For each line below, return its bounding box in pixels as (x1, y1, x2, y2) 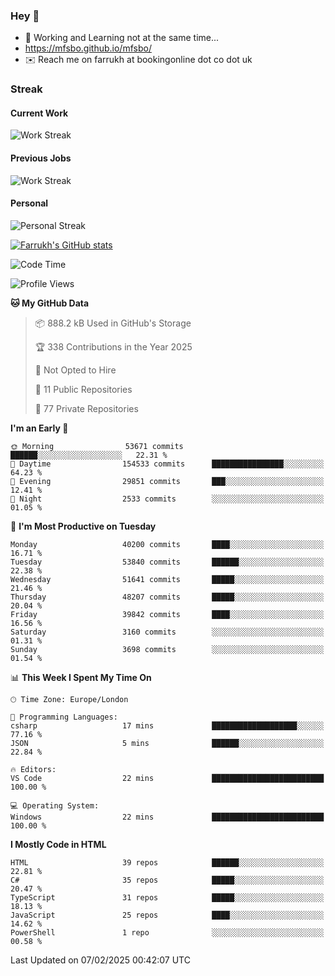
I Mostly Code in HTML (10, 838, 107, 850)
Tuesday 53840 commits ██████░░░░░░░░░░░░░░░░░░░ (10, 557, 325, 567)
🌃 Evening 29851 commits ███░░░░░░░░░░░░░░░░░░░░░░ (10, 476, 325, 486)
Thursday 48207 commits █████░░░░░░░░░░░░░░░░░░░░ (10, 592, 325, 602)
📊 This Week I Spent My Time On (10, 671, 152, 683)
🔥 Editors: (10, 764, 57, 774)
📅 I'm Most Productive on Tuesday (10, 520, 157, 532)
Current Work (10, 107, 69, 119)
